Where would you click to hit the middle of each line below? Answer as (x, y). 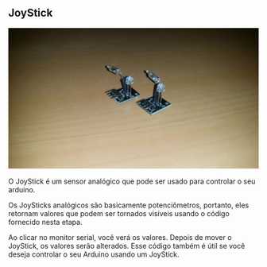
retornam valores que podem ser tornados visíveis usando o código (119, 214)
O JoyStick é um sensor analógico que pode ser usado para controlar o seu (132, 181)
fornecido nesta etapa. (45, 222)
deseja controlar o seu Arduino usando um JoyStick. (94, 254)
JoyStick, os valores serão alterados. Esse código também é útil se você (127, 246)
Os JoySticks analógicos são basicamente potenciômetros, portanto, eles (129, 205)
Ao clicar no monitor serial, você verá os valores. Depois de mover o (120, 238)
